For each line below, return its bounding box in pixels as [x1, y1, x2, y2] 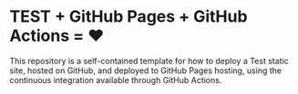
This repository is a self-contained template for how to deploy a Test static [9, 55, 289, 66]
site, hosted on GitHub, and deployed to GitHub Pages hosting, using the [9, 65, 283, 76]
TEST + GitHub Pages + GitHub [9, 6, 248, 27]
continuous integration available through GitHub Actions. [9, 74, 222, 85]
